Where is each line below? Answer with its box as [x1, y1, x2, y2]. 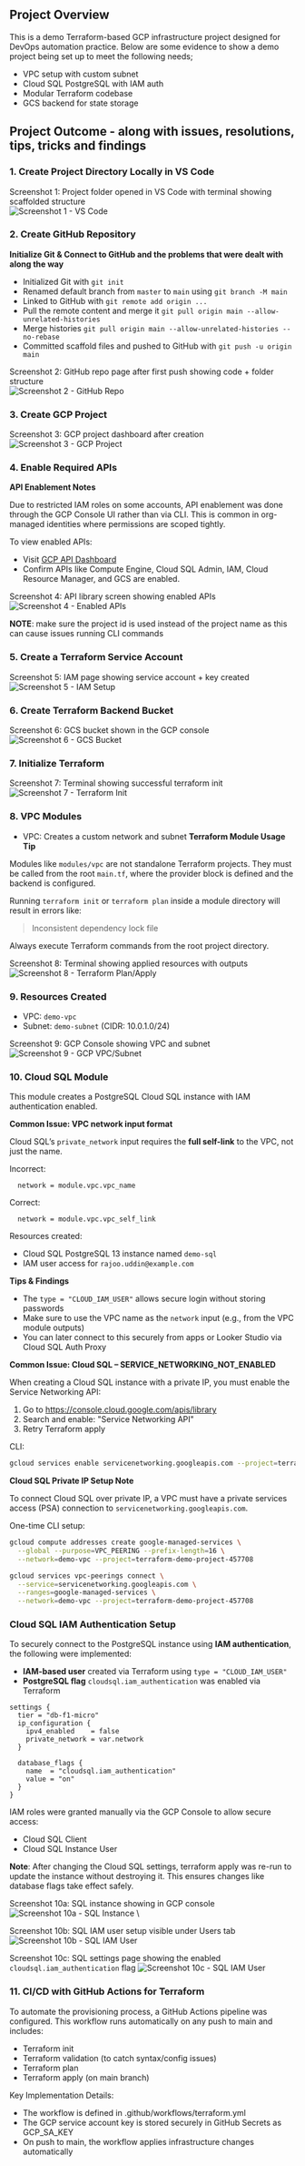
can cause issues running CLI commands [9, 628, 164, 639]
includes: [9, 2025, 44, 2036]
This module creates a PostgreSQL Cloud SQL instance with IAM [9, 1092, 251, 1103]
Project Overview [9, 7, 110, 23]
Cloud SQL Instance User [22, 1844, 118, 1855]
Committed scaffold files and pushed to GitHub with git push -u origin [22, 341, 292, 351]
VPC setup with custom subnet [22, 68, 139, 79]
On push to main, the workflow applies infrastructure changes [22, 2136, 254, 2147]
